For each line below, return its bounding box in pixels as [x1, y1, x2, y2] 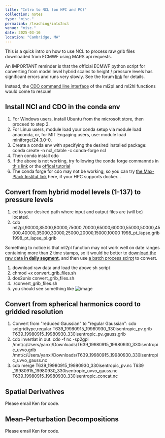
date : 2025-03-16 [5, 30, 41, 35]
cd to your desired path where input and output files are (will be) [12, 208, 143, 215]
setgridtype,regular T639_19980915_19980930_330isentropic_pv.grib [12, 326, 152, 332]
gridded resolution [5, 307, 64, 316]
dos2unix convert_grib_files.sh [12, 275, 75, 281]
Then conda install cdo [12, 153, 59, 159]
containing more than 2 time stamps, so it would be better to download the [5, 250, 157, 256]
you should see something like [12, 285, 74, 291]
